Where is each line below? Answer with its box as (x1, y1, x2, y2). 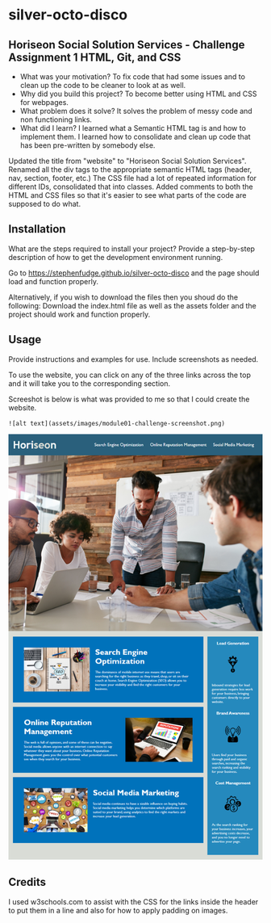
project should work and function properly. (8, 309, 151, 319)
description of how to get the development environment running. (8, 252, 223, 262)
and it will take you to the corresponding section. (8, 378, 171, 388)
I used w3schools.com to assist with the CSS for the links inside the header (8, 896, 259, 906)
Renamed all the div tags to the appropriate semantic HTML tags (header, (8, 165, 252, 174)
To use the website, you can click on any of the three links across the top (8, 370, 252, 380)
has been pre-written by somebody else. (19, 141, 156, 150)
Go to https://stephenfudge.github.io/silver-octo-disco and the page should (8, 268, 260, 278)
